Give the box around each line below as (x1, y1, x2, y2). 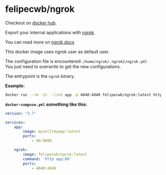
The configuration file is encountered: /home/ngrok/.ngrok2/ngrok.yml (5, 58, 147, 64)
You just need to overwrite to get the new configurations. (5, 63, 121, 69)
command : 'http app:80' (23, 156, 72, 162)
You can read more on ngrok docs (5, 39, 75, 45)
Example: (5, 83, 25, 89)
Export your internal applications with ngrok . (5, 29, 95, 35)
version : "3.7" (5, 111, 37, 116)
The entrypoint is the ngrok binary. (5, 73, 75, 79)
